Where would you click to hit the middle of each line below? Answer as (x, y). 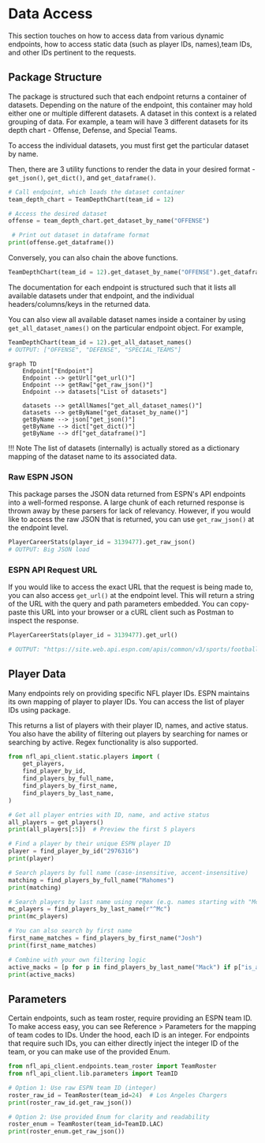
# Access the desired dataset (58, 214)
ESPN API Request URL (53, 570)
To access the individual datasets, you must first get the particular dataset (129, 145)
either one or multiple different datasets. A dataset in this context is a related (132, 113)
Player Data (37, 674)
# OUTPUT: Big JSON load (49, 549)
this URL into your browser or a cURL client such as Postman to (131, 612)
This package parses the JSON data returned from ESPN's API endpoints (127, 494)
